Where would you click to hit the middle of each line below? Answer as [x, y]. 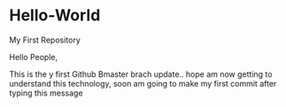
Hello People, [34, 57]
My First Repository [45, 40]
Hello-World [55, 15]
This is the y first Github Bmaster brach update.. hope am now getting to [141, 74]
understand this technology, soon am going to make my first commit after [143, 83]
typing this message [46, 93]
